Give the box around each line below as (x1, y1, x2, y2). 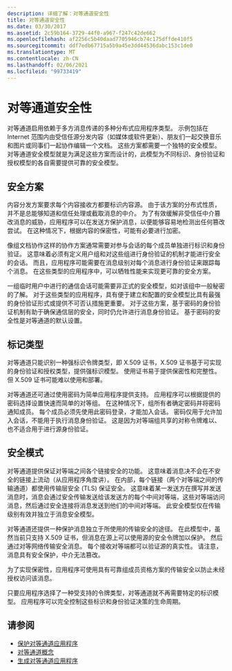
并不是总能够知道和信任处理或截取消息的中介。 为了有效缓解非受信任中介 (7, 209, 215, 218)
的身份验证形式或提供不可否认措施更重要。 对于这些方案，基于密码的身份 (7, 299, 215, 308)
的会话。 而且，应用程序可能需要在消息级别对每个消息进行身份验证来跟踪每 (7, 259, 221, 267)
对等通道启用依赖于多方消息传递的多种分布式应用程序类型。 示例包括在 (7, 124, 209, 132)
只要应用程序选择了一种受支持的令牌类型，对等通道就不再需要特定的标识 (7, 589, 213, 597)
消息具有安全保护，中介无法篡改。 (7, 551, 104, 559)
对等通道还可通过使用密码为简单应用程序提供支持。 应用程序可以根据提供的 (7, 390, 221, 398)
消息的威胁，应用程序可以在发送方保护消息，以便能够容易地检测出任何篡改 (12, 218, 225, 226)
